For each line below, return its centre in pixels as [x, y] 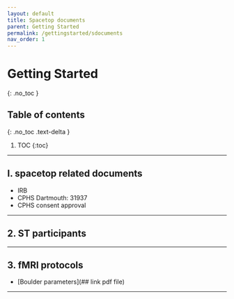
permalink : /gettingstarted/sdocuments [65, 33]
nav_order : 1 [26, 40]
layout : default [31, 14]
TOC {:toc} [33, 145]
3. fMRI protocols [45, 265]
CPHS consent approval [52, 205]
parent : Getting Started [43, 26]
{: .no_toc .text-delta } [39, 131]
